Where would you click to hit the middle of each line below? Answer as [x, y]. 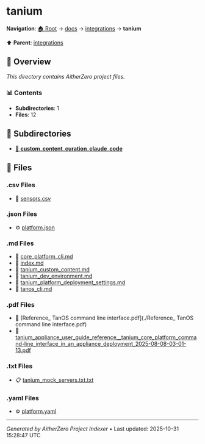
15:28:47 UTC [23, 435]
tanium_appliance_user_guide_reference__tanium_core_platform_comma [106, 337]
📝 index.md [29, 263]
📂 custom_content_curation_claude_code [69, 148]
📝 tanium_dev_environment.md [54, 276]
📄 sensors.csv [33, 198]
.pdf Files [20, 305]
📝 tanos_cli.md [34, 289]
